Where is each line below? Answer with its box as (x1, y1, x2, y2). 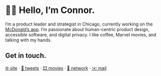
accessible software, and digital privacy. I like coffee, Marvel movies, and (5, 31, 156, 37)
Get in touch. (5, 51, 47, 60)
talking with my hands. (5, 37, 52, 43)
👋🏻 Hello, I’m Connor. (5, 4, 95, 16)
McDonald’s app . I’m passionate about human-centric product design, (5, 26, 149, 32)
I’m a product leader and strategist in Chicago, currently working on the (5, 21, 153, 27)
